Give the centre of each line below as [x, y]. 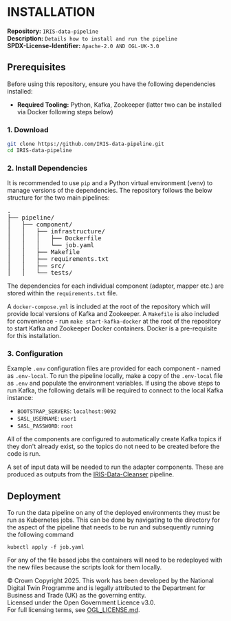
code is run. [24, 454]
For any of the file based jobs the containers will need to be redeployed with [115, 560]
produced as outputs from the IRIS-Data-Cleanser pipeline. [91, 474]
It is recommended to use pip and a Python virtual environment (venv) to [110, 183]
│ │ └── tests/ [40, 273]
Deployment [34, 496]
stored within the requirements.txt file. [63, 293]
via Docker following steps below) [65, 112]
